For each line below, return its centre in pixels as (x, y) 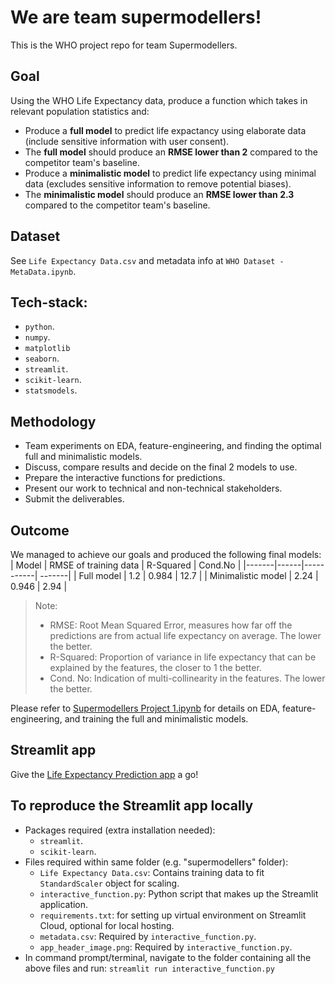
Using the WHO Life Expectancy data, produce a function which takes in (159, 100)
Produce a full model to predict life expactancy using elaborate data (165, 130)
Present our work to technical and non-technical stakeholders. (153, 488)
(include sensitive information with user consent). (127, 141)
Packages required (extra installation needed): (120, 830)
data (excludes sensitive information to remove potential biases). (158, 183)
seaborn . (42, 358)
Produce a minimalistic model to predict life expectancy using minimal (170, 173)
